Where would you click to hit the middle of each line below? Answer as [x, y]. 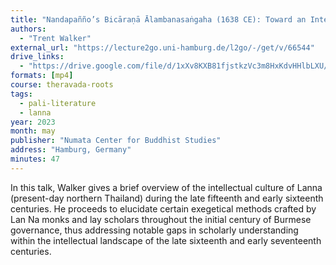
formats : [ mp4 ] [42, 76]
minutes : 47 [35, 159]
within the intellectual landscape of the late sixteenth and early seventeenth [166, 240]
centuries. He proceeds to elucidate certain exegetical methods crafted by [163, 208]
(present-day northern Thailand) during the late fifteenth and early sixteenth [167, 198]
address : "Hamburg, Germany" [71, 150]
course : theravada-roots [62, 85]
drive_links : [37, 57]
